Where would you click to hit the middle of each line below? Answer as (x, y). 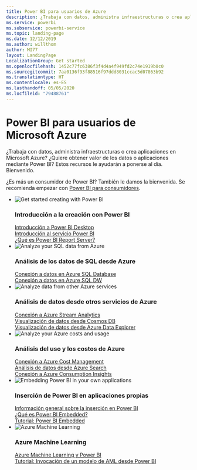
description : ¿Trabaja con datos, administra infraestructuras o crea (94, 17)
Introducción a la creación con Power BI (72, 214)
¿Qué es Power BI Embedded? (51, 415)
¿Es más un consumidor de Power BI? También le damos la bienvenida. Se (96, 181)
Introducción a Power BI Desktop (54, 227)
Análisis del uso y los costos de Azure (69, 349)
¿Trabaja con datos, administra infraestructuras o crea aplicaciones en (91, 151)
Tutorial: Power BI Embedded (50, 421)
